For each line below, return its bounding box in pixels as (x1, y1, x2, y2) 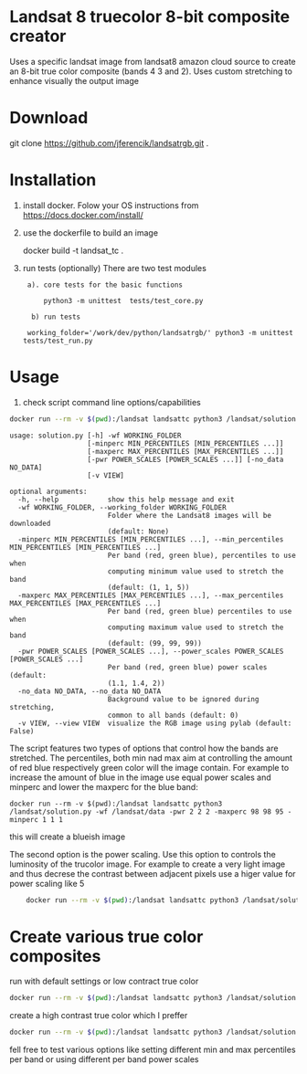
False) (9, 726, 35, 736)
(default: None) (107, 527, 170, 536)
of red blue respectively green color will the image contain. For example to (9, 762, 290, 773)
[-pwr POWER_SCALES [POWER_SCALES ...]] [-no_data (87, 455, 284, 464)
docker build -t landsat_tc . (22, 245, 124, 256)
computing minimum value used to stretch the (107, 566, 284, 576)
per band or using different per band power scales (9, 1054, 199, 1065)
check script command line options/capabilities (22, 396, 201, 407)
